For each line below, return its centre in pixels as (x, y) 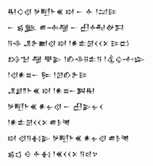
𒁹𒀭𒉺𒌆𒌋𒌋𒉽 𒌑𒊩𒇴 (39, 122)
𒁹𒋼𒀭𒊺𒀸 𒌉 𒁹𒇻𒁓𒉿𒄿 (48, 75)
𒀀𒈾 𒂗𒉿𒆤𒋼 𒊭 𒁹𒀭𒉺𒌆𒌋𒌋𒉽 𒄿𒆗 (69, 43)
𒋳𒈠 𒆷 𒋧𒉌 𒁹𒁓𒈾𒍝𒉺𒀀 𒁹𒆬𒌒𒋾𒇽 (76, 59)
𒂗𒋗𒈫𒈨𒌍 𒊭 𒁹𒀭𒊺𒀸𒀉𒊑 (52, 91)
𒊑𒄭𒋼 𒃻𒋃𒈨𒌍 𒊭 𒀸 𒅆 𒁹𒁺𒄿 (62, 11)
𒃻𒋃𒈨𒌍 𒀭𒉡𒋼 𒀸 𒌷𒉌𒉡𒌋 (55, 106)
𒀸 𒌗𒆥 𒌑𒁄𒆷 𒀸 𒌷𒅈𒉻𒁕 (66, 27)
